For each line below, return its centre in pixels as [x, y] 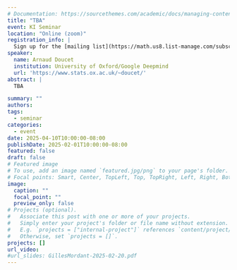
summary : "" [25, 99]
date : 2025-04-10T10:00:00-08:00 [56, 138]
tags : [15, 112]
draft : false [26, 158]
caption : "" [31, 190]
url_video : [23, 250]
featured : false [31, 151]
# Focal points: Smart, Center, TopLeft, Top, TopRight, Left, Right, [113, 177]
